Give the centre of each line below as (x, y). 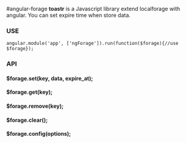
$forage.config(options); (39, 134)
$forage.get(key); (30, 92)
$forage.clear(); (27, 120)
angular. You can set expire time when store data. (69, 15)
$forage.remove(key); (35, 106)
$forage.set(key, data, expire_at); (50, 78)
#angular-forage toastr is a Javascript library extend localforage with (93, 9)
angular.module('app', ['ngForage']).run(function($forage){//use (92, 44)
